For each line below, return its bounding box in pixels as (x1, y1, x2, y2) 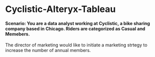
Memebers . (5, 31, 30, 37)
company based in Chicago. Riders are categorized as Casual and (5, 25, 145, 31)
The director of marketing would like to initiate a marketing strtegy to (5, 42, 147, 48)
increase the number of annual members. (5, 47, 91, 53)
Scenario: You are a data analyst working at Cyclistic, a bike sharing (5, 20, 150, 26)
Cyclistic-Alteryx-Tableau (5, 3, 116, 15)
